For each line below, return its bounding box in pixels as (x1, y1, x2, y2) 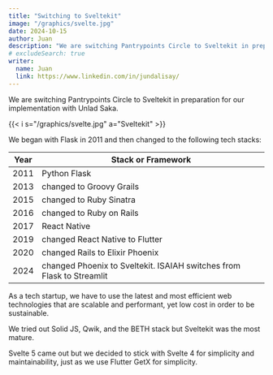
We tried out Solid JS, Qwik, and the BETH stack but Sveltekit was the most (8, 324, 261, 334)
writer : (8, 58, 35, 66)
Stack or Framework (110, 153, 192, 165)
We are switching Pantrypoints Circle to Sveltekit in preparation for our (8, 94, 245, 104)
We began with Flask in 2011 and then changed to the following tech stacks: (8, 135, 262, 144)
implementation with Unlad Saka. (8, 103, 119, 113)
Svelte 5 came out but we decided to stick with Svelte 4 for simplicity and (8, 348, 254, 358)
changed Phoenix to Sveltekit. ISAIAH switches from (41, 260, 241, 271)
